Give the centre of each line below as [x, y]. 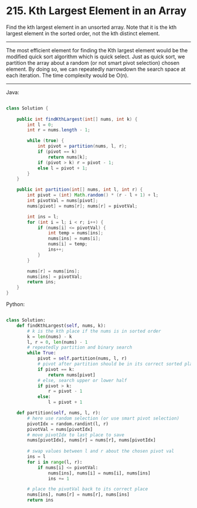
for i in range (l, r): [55, 462]
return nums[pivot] [72, 375]
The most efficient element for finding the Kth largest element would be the [97, 50]
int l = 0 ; [40, 125]
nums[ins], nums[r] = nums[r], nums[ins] [79, 495]
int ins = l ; [43, 217]
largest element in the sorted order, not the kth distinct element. [83, 33]
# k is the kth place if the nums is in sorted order [94, 331]
